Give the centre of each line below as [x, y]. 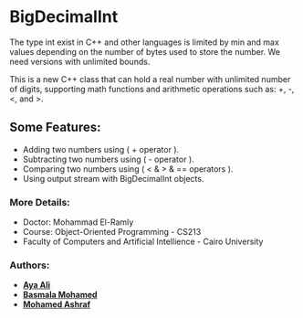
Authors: [30, 265]
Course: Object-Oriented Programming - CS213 [112, 232]
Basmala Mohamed [60, 295]
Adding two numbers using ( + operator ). [101, 149]
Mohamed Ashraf [57, 304]
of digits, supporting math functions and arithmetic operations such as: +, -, [152, 89]
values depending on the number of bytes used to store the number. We [145, 51]
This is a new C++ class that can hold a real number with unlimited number [150, 79]
